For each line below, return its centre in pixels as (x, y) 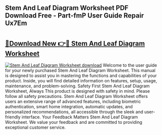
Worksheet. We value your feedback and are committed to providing (74, 122)
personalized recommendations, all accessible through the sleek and (74, 112)
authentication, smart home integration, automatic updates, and (69, 106)
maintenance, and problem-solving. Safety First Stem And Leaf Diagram (77, 86)
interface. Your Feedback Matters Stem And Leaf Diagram (80, 117)
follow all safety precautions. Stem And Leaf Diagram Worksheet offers (76, 96)
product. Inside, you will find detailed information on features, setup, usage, (81, 81)
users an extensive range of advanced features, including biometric (73, 101)
